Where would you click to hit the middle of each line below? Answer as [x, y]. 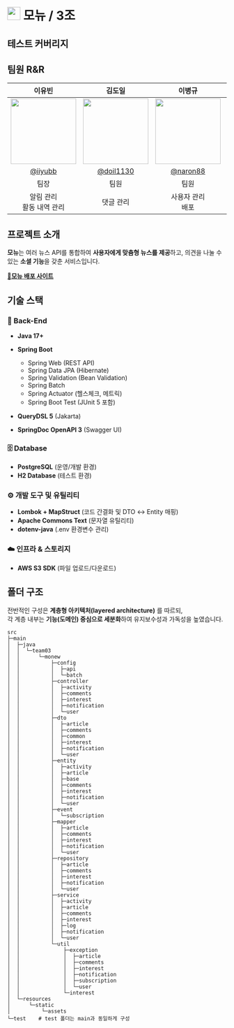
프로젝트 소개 [34, 234]
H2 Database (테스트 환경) [54, 476]
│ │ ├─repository [48, 858]
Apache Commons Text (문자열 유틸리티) [76, 521]
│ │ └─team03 [29, 651]
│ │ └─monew [34, 656]
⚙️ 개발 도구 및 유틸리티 [44, 496]
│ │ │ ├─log [42, 925]
